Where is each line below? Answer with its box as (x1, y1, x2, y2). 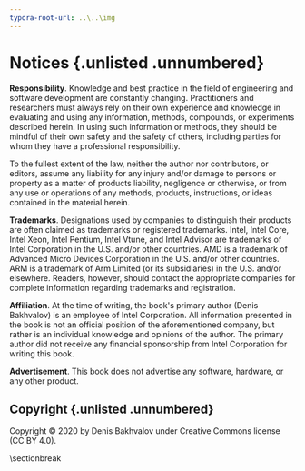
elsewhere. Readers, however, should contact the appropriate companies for (9, 272, 296, 283)
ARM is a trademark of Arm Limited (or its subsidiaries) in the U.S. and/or (9, 263, 282, 274)
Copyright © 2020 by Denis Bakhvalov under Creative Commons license (9, 426, 280, 436)
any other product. (9, 375, 79, 386)
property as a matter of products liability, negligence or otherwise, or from (9, 177, 288, 188)
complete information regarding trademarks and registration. (9, 282, 236, 293)
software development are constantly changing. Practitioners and (9, 92, 254, 103)
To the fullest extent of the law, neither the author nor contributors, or (9, 158, 270, 169)
